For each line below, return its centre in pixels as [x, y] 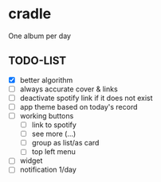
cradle [30, 14]
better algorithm [46, 79]
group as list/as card [65, 143]
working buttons [47, 116]
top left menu [53, 152]
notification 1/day [48, 170]
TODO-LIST [37, 61]
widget [31, 161]
